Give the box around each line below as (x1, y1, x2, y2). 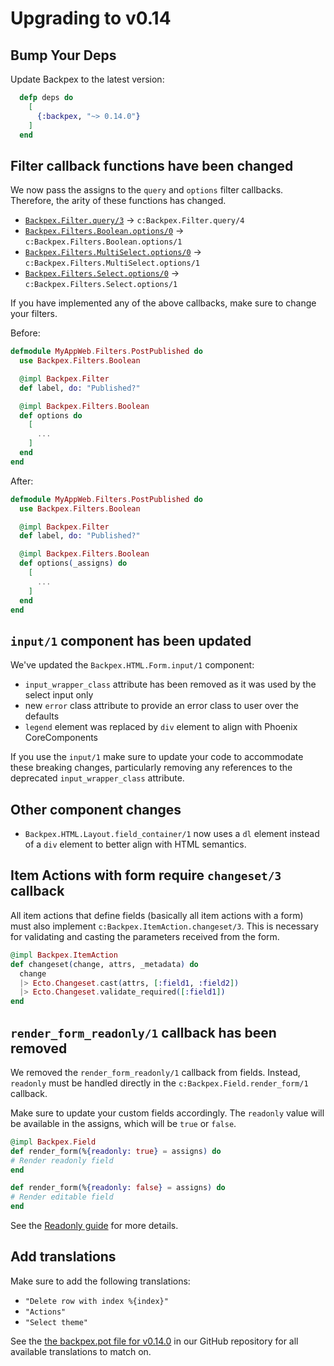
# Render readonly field (10, 1155, 114, 1166)
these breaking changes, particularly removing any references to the (10, 762, 293, 774)
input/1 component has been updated (10, 632, 252, 649)
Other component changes (10, 801, 182, 818)
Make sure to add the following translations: (10, 1275, 191, 1287)
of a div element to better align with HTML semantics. (24, 838, 247, 851)
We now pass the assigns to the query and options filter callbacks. (10, 184, 284, 196)
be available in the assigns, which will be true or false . (10, 1117, 237, 1129)
